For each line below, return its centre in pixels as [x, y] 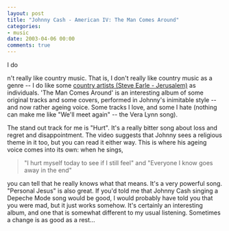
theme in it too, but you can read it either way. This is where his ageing [107, 142]
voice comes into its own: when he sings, [65, 149]
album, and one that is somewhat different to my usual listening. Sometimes [114, 212]
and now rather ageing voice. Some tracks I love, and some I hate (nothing [112, 107]
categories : [24, 26]
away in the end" [48, 170]
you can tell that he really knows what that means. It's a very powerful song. [115, 183]
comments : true [29, 45]
